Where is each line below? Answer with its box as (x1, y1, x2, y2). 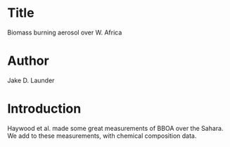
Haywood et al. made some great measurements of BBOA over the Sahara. (7, 124, 224, 132)
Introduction (7, 101, 82, 117)
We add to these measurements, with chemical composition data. (7, 132, 197, 140)
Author (7, 53, 49, 69)
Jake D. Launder (7, 76, 55, 84)
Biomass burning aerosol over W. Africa (7, 28, 122, 37)
